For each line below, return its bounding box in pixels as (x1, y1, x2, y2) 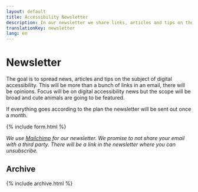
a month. (6, 112, 28, 119)
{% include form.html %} (6, 123, 67, 130)
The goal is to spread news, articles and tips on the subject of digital (6, 75, 172, 82)
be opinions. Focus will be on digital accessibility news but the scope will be (6, 88, 191, 95)
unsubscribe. (6, 147, 38, 154)
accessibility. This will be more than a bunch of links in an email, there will (6, 82, 186, 89)
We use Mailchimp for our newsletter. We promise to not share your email (6, 135, 185, 142)
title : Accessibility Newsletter (6, 14, 88, 20)
